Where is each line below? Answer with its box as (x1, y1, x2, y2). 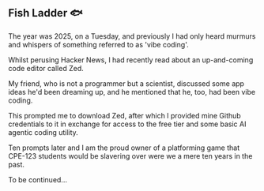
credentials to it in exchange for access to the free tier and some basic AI (8, 119, 247, 129)
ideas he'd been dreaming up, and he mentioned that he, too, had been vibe (8, 87, 255, 96)
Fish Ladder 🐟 (8, 6, 83, 20)
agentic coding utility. (8, 127, 79, 137)
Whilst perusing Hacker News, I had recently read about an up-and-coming (8, 54, 254, 65)
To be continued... (8, 174, 67, 184)
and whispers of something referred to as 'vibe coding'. (8, 39, 189, 49)
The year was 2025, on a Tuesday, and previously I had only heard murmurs (8, 31, 256, 41)
